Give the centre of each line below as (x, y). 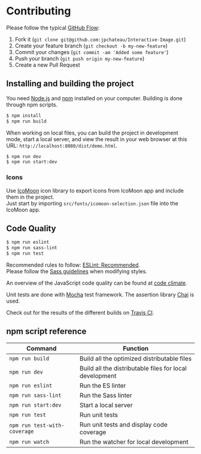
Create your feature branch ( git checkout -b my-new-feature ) (91, 46)
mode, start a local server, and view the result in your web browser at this (97, 139)
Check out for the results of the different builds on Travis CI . (80, 312)
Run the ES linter (103, 386)
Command (42, 348)
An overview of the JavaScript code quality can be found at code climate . (97, 283)
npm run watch (29, 442)
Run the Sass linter (106, 395)
